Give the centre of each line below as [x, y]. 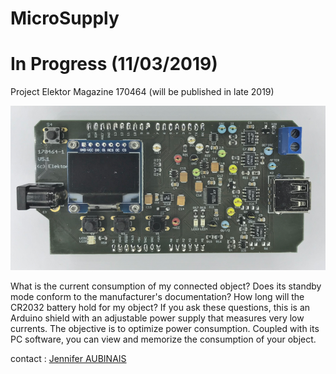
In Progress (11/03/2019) [114, 64]
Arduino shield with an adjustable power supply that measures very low [157, 318]
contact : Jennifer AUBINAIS [68, 358]
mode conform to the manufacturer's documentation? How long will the [157, 296]
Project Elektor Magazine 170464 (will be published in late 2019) [142, 92]
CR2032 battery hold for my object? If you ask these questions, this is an [160, 307]
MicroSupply [65, 18]
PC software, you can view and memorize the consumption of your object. [163, 339]
